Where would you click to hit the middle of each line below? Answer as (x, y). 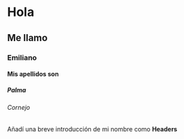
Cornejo (19, 108)
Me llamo (27, 38)
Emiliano (22, 58)
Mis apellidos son (33, 74)
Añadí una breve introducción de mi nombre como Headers (92, 129)
